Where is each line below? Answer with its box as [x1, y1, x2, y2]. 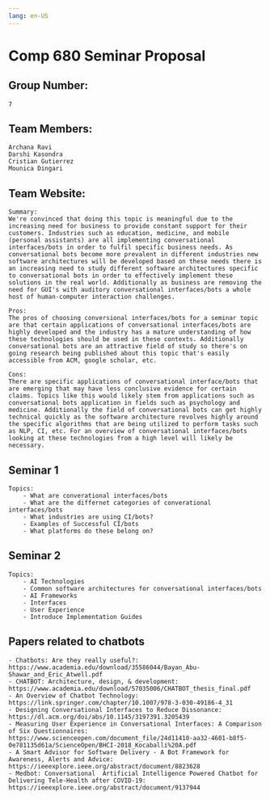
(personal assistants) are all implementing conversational [8, 236, 216, 245]
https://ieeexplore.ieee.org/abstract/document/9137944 [8, 783, 200, 792]
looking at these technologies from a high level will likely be [8, 434, 233, 443]
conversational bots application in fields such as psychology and [8, 399, 241, 407]
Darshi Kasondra [8, 150, 63, 158]
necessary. [8, 441, 45, 449]
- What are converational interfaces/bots [23, 492, 168, 500]
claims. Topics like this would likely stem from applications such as [8, 392, 255, 400]
